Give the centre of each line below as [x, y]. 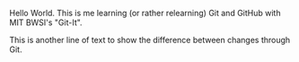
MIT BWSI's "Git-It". [46, 22]
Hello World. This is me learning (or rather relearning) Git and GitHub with [145, 13]
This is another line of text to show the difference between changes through [150, 40]
